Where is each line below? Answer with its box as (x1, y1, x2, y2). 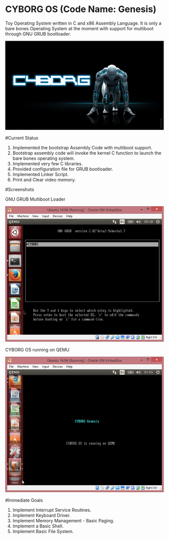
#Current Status (5, 135, 39, 141)
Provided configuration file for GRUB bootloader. (12, 166, 113, 172)
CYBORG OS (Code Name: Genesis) (5, 4, 157, 15)
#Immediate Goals (5, 497, 43, 503)
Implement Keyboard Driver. (12, 512, 71, 518)
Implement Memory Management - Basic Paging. (12, 518, 115, 524)
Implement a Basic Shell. (12, 523, 64, 529)
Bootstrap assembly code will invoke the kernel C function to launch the (12, 150, 162, 156)
